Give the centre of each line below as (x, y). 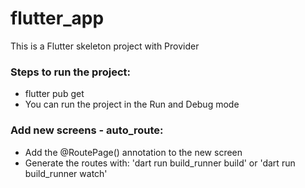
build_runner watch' (66, 173)
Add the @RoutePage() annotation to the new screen (133, 152)
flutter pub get (54, 94)
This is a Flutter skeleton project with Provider (105, 46)
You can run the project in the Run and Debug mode (132, 104)
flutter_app (57, 18)
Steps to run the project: (70, 72)
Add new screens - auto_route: (87, 130)
